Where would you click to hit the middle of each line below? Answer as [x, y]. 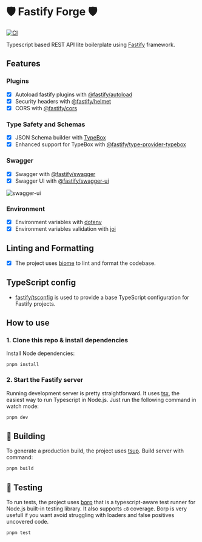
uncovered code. [28, 522]
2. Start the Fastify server [45, 380]
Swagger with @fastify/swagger [55, 174]
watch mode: [23, 406]
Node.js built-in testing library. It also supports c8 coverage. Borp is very [96, 509]
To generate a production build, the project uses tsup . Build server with [95, 451]
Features [23, 64]
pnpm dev [17, 417]
